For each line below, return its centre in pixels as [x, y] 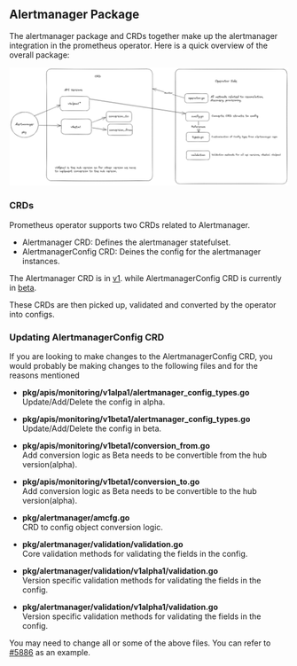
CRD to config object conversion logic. [93, 528]
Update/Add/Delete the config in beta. [92, 428]
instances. [41, 261]
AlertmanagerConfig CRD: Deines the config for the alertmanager [141, 251]
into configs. [32, 314]
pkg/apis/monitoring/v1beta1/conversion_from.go [116, 446]
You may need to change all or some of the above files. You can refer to [140, 643]
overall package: [39, 55]
